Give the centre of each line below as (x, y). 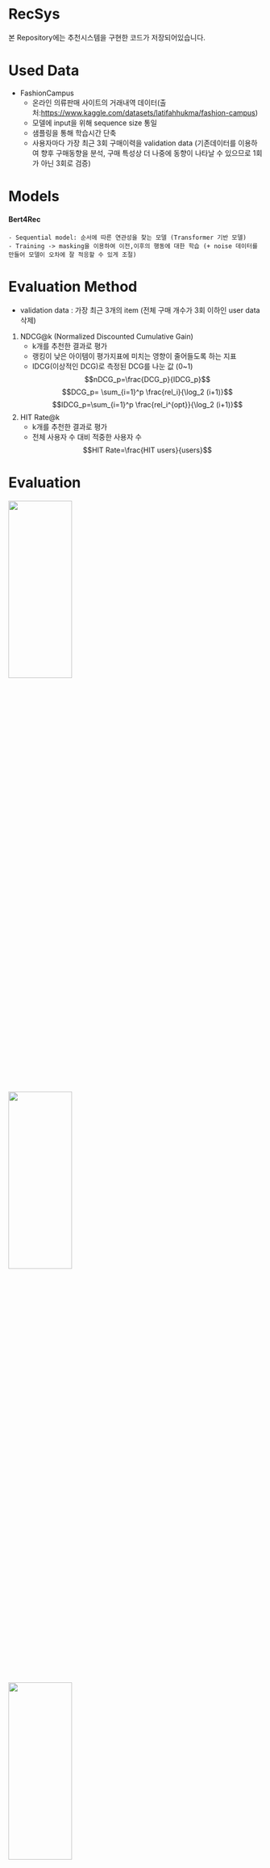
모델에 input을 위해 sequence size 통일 (94, 123)
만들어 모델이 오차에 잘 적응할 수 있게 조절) (73, 255)
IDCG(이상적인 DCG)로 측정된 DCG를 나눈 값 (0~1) (112, 366)
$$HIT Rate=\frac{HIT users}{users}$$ (147, 450)
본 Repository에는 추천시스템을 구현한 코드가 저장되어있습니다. (107, 37)
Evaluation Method (73, 287)
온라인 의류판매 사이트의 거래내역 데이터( (96, 103)
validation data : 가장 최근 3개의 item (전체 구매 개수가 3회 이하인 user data (140, 310)
